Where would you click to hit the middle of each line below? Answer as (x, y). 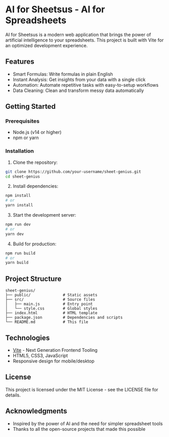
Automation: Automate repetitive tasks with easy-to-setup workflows (86, 85)
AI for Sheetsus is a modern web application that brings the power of (78, 34)
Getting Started (31, 107)
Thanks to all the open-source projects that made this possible (79, 429)
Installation (20, 151)
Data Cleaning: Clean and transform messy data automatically (78, 90)
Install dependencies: (35, 186)
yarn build (17, 263)
